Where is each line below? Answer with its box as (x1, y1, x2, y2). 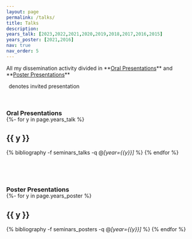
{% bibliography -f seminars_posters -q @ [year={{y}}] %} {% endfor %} (6, 226, 187, 233)
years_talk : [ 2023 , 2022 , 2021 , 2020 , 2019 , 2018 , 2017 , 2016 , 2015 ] (6, 31, 163, 37)
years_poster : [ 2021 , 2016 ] (6, 37, 74, 43)
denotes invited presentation (8, 82, 80, 90)
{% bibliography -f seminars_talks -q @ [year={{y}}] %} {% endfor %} (6, 149, 179, 157)
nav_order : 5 (6, 48, 39, 54)
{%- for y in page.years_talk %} (6, 116, 85, 123)
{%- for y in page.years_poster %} (6, 192, 92, 199)
